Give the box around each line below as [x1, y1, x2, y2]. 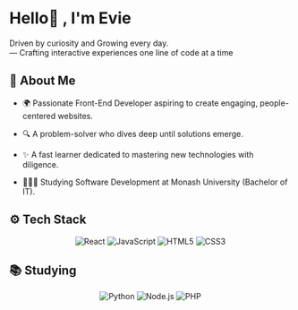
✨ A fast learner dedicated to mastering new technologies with [21, 149, 254, 159]
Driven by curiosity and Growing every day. [9, 38, 169, 48]
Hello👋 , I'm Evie [9, 8, 132, 29]
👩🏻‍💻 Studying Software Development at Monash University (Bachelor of [21, 177, 288, 187]
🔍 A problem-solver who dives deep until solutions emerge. [21, 128, 244, 139]
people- [259, 98, 289, 108]
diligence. [21, 159, 59, 169]
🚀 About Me [9, 73, 76, 89]
